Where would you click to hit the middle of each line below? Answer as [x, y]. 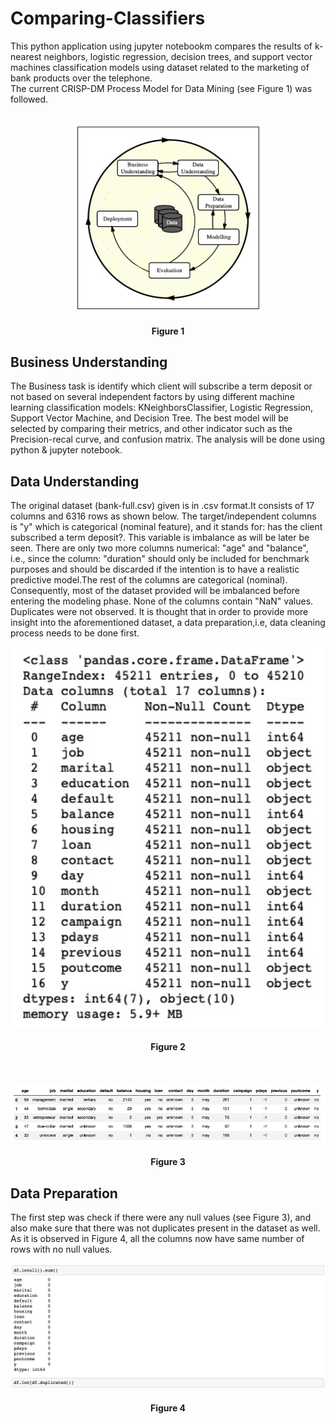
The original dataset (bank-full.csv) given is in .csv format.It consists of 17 [162, 506]
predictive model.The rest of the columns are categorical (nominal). [149, 580]
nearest [26, 56]
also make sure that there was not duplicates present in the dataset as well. [165, 1228]
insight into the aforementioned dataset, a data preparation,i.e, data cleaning [168, 623]
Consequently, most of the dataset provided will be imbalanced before [155, 591]
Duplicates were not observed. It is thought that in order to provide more [159, 612]
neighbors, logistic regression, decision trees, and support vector [178, 56]
